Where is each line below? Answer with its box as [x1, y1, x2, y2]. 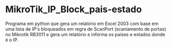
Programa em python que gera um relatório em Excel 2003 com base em [5, 20, 159, 27]
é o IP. [5, 37, 19, 43]
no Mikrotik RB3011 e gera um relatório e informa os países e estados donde [5, 31, 165, 37]
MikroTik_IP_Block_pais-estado [5, 4, 142, 15]
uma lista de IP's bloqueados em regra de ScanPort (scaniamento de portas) [5, 26, 166, 32]
